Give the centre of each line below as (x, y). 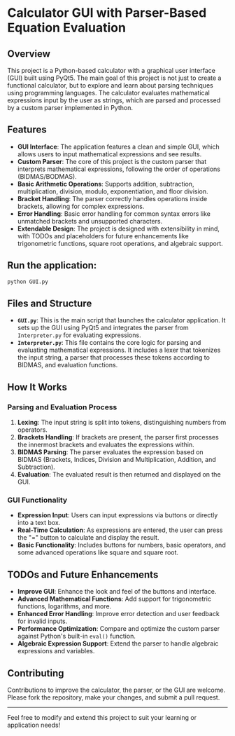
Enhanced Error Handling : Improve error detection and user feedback (119, 614)
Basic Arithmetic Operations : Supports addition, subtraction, (106, 184)
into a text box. (39, 523)
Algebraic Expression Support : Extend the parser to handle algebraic (118, 643)
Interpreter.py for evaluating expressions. (79, 335)
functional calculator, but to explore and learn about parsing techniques (110, 85)
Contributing (36, 673)
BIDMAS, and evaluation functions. (67, 365)
